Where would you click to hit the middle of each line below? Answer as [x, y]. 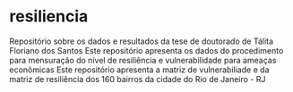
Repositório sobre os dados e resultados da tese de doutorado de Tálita [142, 41]
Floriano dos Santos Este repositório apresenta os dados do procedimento [146, 50]
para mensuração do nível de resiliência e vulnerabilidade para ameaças [143, 60]
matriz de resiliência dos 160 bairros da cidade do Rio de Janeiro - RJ [138, 79]
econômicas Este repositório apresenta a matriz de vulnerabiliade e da [139, 70]
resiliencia [49, 17]
